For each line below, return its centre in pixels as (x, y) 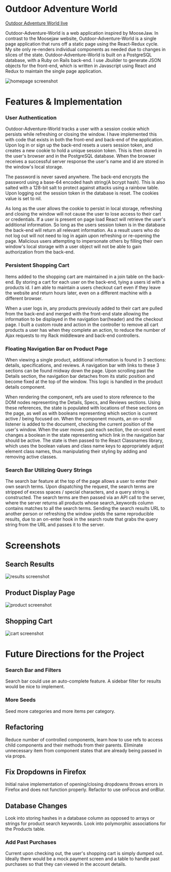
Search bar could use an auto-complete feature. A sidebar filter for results (83, 681)
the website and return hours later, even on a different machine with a (78, 293)
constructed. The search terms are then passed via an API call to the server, (85, 498)
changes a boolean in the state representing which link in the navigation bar (85, 435)
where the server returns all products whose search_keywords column (79, 503)
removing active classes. (31, 457)
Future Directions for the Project (75, 654)
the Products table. (25, 829)
